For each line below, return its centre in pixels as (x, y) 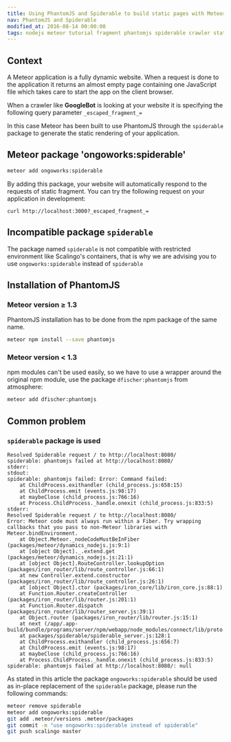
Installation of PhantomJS (64, 285)
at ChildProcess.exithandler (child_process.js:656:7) (100, 641)
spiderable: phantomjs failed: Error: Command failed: (87, 479)
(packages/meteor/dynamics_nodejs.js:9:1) (69, 545)
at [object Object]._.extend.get (67, 551)
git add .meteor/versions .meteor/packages (70, 719)
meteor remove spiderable (44, 706)
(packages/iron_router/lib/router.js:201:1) (72, 599)
